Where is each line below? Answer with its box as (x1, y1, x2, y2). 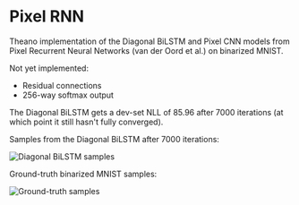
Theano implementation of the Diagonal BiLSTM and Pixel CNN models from (9, 36, 290, 47)
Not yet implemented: (9, 63, 90, 73)
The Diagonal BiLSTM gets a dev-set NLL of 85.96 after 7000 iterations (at (9, 107, 284, 117)
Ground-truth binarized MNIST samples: (9, 168, 158, 179)
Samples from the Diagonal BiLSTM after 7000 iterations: (9, 133, 219, 144)
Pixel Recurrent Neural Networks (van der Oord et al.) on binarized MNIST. (9, 45, 284, 56)
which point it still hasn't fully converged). (9, 116, 164, 127)
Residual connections (21, 80, 102, 90)
